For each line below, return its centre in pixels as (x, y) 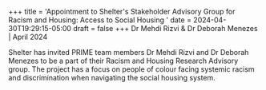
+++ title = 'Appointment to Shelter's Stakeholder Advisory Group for (122, 12)
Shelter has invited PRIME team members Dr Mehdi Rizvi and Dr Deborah (129, 52)
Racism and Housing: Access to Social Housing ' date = (100, 20)
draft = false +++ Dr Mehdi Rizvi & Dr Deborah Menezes (165, 28)
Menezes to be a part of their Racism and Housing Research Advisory (123, 61)
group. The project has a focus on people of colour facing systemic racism (131, 69)
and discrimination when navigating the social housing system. (112, 78)
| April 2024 (28, 37)
